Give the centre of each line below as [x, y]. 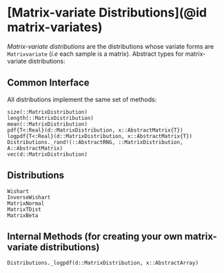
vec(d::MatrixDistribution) [48, 154]
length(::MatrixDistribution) [51, 118]
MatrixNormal [26, 203]
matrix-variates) [55, 27]
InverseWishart [29, 197]
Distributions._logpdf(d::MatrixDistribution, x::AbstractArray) [103, 263]
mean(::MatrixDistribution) [48, 124]
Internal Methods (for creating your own [95, 236]
